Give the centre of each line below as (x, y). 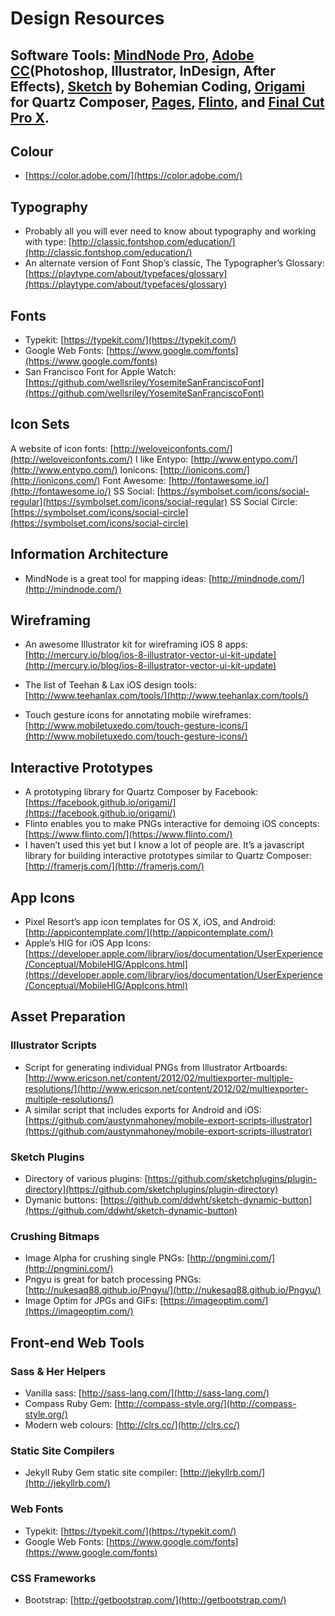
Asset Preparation (68, 1017)
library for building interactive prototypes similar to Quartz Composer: (168, 856)
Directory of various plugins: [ (86, 1179)
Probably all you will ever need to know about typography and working (170, 231)
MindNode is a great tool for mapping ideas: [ (118, 578)
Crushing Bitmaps (55, 1236)
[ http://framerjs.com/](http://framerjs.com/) (114, 866)
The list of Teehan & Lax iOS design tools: (110, 685)
